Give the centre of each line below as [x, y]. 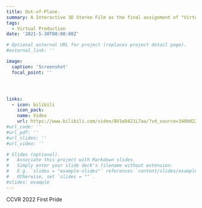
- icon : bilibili [33, 105]
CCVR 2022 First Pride [34, 199]
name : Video [32, 116]
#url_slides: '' [26, 138]
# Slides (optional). [33, 154]
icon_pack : [31, 110]
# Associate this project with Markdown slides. [71, 160]
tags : [13, 23]
